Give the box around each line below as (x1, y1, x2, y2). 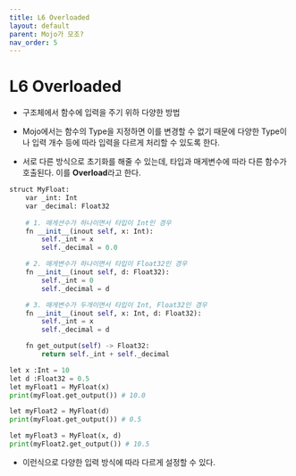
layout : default (9, 21, 70, 30)
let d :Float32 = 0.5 (9, 374, 90, 383)
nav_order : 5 (9, 38, 58, 47)
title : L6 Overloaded (9, 13, 90, 22)
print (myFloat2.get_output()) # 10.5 (9, 439, 150, 449)
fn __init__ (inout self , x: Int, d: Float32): (25, 309, 202, 318)
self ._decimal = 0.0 (41, 243, 118, 253)
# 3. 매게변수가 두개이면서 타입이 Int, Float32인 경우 (25, 300, 208, 309)
